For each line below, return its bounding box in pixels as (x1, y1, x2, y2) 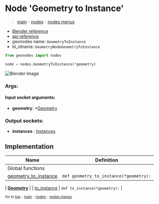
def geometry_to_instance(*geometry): (62, 173, 151, 179)
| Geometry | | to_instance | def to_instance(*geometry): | (5, 185, 122, 191)
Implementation (5, 142, 54, 150)
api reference (12, 33, 39, 39)
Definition (95, 157, 118, 163)
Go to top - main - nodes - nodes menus (5, 194, 72, 199)
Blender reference (12, 28, 48, 34)
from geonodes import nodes (5, 53, 62, 58)
